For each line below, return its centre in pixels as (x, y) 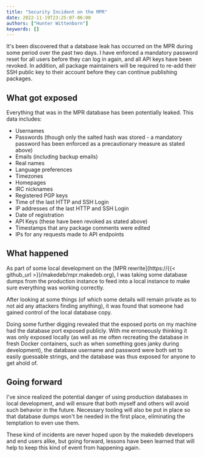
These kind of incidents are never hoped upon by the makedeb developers (100, 434)
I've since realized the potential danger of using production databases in (97, 397)
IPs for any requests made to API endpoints (69, 235)
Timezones (29, 176)
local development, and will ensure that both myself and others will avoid (98, 403)
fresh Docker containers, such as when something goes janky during (93, 343)
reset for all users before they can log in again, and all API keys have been (99, 59)
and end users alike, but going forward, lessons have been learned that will (100, 441)
